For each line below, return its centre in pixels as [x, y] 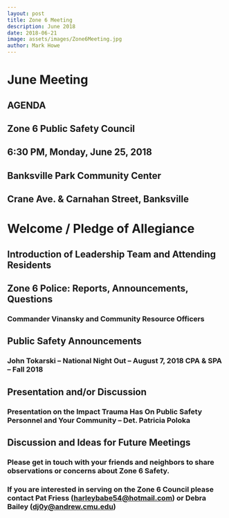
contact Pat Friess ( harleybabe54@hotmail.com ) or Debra [107, 498]
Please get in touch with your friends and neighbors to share [111, 462]
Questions [30, 299]
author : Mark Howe [34, 46]
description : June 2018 [42, 26]
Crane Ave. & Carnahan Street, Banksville [98, 199]
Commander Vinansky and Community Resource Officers [106, 319]
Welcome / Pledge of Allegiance [101, 229]
